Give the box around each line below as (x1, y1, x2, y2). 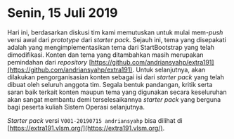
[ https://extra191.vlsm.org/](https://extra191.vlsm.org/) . (7, 124, 165, 132)
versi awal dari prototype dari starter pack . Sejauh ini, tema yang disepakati (7, 35, 226, 44)
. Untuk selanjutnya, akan (132, 65, 206, 74)
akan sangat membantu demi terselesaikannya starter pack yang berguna (7, 95, 221, 103)
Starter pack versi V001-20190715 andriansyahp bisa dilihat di (7, 116, 183, 124)
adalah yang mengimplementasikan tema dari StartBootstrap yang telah (7, 43, 215, 51)
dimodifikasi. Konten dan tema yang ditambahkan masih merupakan (7, 51, 204, 59)
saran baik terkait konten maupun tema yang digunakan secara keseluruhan (7, 88, 227, 96)
